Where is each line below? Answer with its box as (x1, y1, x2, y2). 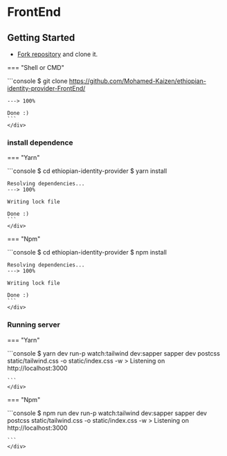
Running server (7, 320, 60, 329)
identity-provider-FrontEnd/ (7, 84, 86, 92)
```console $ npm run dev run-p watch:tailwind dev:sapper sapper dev (7, 409, 208, 417)
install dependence (7, 138, 74, 147)
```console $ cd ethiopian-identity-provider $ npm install (7, 248, 167, 257)
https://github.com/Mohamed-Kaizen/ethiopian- (69, 77, 206, 85)
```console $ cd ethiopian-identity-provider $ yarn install (7, 167, 167, 175)
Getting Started (7, 32, 75, 44)
